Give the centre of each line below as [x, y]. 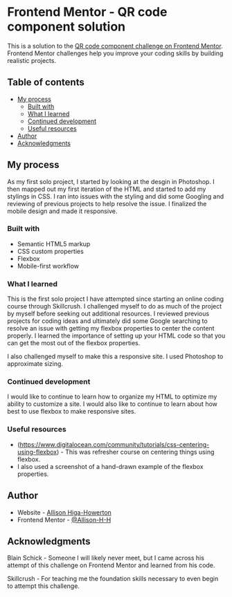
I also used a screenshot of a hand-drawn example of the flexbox [110, 466]
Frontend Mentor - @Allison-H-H [64, 520]
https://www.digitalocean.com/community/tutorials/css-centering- [115, 444]
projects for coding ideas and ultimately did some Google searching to [107, 321]
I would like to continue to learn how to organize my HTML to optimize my [112, 397]
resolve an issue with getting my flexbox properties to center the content [111, 329]
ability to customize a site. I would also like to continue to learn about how [113, 404]
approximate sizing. [35, 364]
